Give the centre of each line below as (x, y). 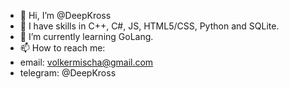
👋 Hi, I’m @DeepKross (65, 15)
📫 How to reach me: (62, 48)
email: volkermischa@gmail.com (86, 62)
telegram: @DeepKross (68, 73)
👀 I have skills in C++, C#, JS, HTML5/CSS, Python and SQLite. (149, 26)
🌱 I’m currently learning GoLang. (86, 36)
